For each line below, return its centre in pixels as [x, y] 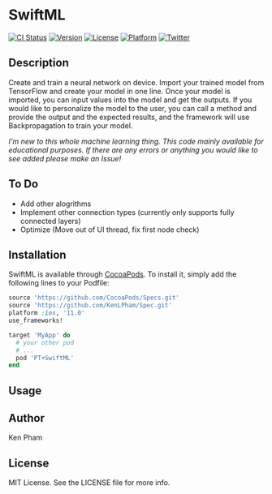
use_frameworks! [36, 320]
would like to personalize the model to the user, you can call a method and [133, 108]
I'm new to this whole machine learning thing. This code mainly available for [136, 141]
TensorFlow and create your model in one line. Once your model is [120, 91]
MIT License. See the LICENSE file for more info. [89, 483]
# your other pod [45, 342]
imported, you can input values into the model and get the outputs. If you [130, 100]
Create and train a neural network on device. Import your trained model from [136, 82]
